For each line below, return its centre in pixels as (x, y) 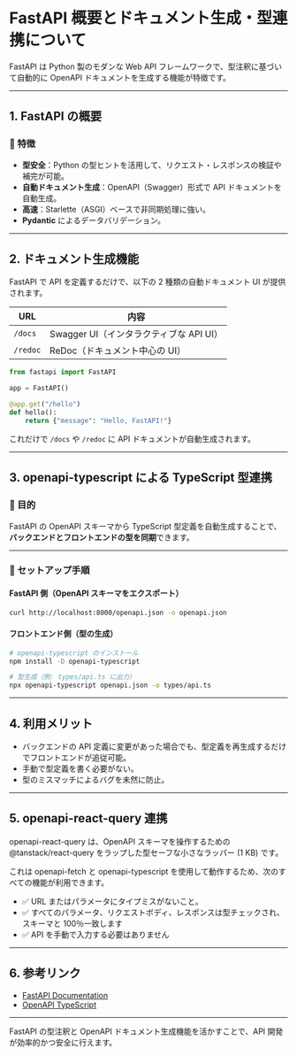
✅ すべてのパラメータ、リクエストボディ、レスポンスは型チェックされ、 (153, 912)
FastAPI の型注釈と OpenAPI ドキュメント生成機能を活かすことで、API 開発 (146, 1031)
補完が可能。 (45, 176)
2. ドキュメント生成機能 (74, 259)
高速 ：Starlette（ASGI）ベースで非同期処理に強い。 (116, 209)
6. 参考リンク (45, 973)
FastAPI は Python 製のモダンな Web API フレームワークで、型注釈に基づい (146, 66)
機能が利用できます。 (71, 883)
